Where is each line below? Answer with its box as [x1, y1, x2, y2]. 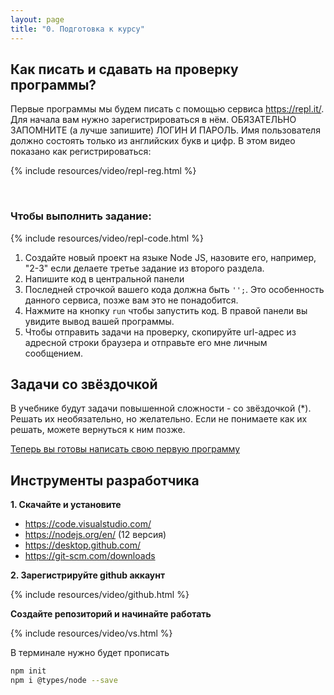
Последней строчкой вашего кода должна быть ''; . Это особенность [24, 283, 325, 295]
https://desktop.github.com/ [24, 539, 141, 551]
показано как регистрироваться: [10, 146, 152, 158]
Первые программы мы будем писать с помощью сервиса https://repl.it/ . [10, 103, 325, 115]
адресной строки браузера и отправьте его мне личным [24, 336, 268, 348]
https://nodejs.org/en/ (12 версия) [24, 529, 167, 541]
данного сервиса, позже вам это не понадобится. [24, 294, 239, 306]
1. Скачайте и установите [10, 499, 122, 511]
